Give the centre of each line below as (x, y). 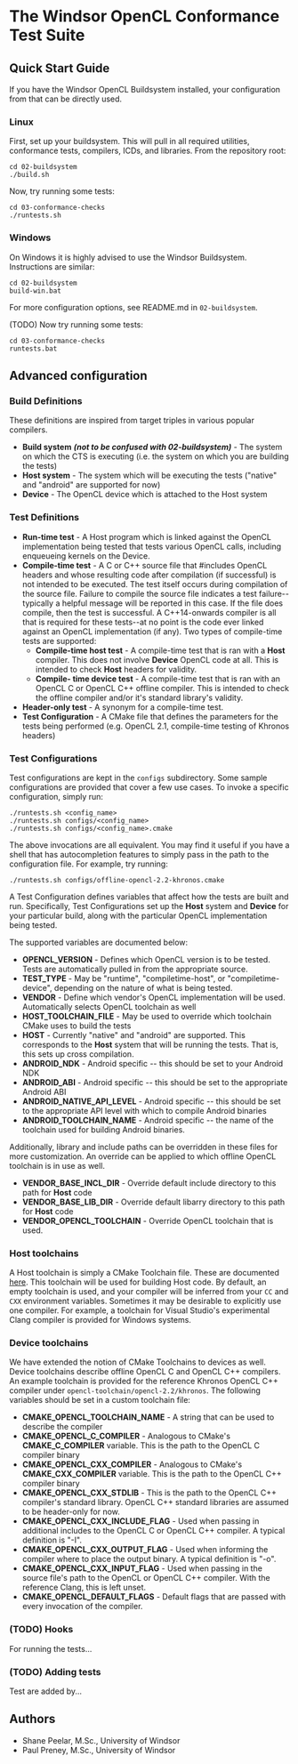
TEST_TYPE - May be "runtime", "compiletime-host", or (124, 978)
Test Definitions (44, 518)
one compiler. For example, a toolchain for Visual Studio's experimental (139, 1310)
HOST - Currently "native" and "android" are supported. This (134, 1035)
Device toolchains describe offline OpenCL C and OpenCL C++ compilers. (145, 1372)
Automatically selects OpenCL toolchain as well (109, 1006)
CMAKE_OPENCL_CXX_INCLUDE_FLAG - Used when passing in (141, 1521)
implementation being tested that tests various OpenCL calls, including (152, 546)
